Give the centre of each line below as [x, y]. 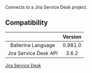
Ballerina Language [33, 45]
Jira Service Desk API [33, 53]
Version [72, 37]
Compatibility [26, 23]
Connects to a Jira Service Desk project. [46, 7]
